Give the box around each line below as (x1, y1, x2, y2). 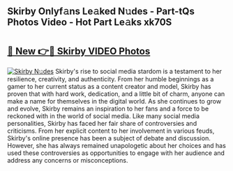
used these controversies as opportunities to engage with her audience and (7, 149, 225, 157)
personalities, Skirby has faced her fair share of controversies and (7, 120, 197, 127)
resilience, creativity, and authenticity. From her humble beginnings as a (7, 75, 214, 83)
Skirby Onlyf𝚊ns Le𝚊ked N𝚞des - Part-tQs (7, 6, 195, 17)
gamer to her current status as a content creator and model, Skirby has (7, 83, 211, 90)
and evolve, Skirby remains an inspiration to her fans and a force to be (7, 104, 209, 113)
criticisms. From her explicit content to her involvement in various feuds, (7, 127, 215, 135)
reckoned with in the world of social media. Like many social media (7, 112, 200, 120)
